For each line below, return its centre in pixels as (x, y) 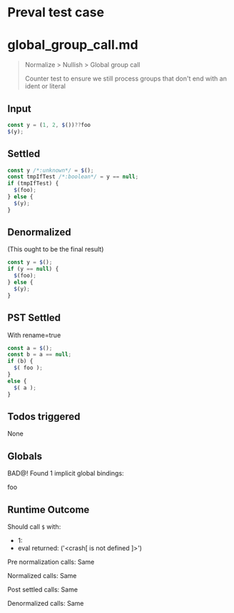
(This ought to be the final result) (56, 249)
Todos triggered (44, 417)
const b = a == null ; (40, 355)
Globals (25, 456)
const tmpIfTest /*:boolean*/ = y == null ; (73, 177)
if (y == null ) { (33, 269)
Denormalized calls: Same (46, 603)
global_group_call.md (73, 45)
